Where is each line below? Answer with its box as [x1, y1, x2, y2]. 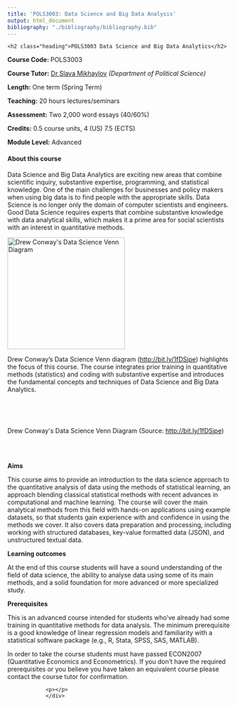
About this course [7, 154, 62, 163]
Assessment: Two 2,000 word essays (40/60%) [7, 111, 150, 119]
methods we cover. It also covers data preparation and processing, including [7, 520, 232, 529]
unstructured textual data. [7, 536, 83, 544]
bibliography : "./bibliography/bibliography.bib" [7, 23, 158, 31]
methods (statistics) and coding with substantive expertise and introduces [7, 370, 225, 379]
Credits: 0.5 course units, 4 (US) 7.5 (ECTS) [7, 124, 136, 133]
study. [7, 585, 26, 594]
